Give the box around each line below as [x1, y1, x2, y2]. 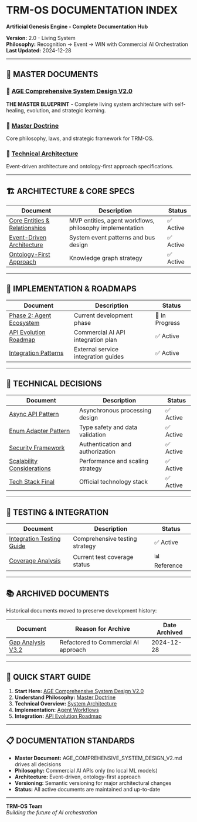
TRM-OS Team [6, 803, 43, 810]
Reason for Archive [75, 625, 131, 633]
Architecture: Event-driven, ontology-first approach [14, 773, 141, 780]
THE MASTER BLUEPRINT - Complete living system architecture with [6, 101, 174, 108]
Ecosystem [9, 318, 40, 327]
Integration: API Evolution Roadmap [14, 713, 102, 720]
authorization [79, 447, 116, 455]
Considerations [9, 464, 51, 472]
